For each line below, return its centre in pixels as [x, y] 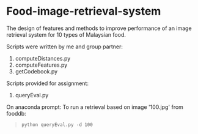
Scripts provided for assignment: [47, 83]
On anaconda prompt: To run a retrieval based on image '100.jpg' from [95, 107]
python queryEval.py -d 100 [57, 125]
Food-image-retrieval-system [84, 11]
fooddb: [16, 113]
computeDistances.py [43, 58]
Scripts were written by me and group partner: [65, 47]
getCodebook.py [36, 71]
